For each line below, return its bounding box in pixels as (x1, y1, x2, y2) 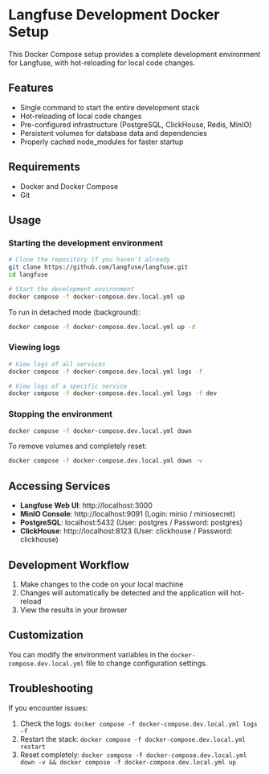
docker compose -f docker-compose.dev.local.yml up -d (8, 323, 196, 331)
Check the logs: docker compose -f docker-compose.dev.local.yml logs (19, 718, 258, 728)
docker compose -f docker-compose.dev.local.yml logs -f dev (8, 389, 218, 397)
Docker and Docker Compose (19, 181, 119, 191)
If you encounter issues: (8, 702, 88, 713)
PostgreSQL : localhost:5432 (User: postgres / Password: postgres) (19, 517, 243, 528)
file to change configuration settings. (85, 658, 208, 668)
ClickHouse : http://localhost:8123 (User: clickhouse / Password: (19, 526, 233, 536)
